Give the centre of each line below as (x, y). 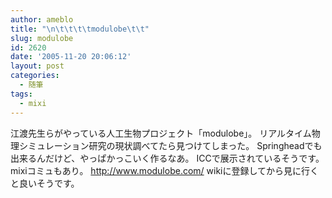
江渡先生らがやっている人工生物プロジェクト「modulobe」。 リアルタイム (161, 133)
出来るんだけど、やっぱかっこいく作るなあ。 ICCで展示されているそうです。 (167, 158)
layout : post (37, 66)
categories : (35, 76)
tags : (21, 94)
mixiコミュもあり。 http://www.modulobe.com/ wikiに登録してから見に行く (165, 170)
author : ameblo (42, 19)
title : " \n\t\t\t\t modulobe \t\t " (80, 29)
